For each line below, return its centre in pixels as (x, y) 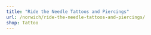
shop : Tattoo (22, 23)
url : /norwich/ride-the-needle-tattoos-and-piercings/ (76, 17)
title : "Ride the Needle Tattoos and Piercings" (68, 12)
